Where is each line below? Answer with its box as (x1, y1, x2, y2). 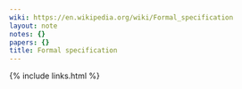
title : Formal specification (9, 46, 118, 55)
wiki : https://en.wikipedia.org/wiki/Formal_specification (9, 12, 234, 22)
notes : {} (9, 29, 46, 38)
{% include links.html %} (9, 70, 100, 81)
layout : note (9, 21, 58, 30)
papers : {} (9, 37, 50, 47)
